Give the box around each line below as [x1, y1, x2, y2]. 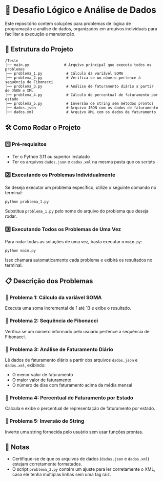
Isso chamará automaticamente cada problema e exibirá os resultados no [5, 257, 153, 263]
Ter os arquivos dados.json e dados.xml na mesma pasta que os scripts [12, 159, 155, 165]
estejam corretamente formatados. [12, 461, 82, 467]
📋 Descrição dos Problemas [5, 277, 93, 285]
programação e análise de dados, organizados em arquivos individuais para [5, 25, 158, 31]
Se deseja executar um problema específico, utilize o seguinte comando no [5, 184, 157, 190]
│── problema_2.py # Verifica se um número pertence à [5, 75, 141, 80]
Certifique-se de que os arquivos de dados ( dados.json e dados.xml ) [12, 456, 150, 462]
